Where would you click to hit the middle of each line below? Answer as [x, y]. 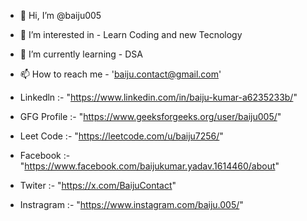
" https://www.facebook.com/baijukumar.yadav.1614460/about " [149, 166]
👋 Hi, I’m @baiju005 [60, 15]
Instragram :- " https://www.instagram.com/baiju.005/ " [131, 204]
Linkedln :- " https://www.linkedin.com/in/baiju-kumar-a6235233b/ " [158, 97]
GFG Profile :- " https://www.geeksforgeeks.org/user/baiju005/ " [150, 116]
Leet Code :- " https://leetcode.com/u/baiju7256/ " [121, 136]
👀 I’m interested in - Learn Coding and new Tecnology [131, 34]
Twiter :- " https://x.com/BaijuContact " [98, 185]
